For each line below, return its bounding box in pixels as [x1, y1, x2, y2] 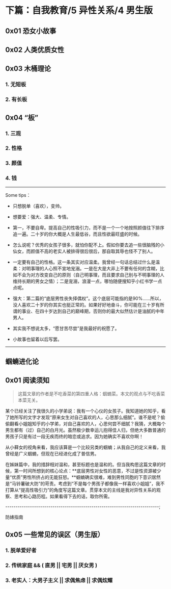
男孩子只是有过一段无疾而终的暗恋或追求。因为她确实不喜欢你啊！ [5, 433, 144, 439]
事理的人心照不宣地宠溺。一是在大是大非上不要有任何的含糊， [30, 265, 160, 271]
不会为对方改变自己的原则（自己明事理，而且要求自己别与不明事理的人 [17, 271, 164, 278]
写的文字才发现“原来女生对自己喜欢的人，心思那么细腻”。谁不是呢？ [18, 414, 161, 420]
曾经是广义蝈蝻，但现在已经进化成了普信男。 [5, 450, 99, 456]
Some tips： [5, 192, 31, 198]
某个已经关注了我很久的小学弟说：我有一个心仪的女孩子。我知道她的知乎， [5, 407, 161, 414]
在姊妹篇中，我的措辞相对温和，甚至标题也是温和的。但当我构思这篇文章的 [5, 461, 161, 467]
